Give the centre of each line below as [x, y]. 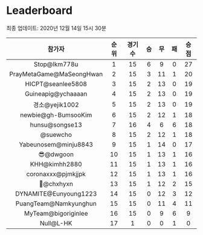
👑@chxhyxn [56, 184]
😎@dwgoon [56, 154]
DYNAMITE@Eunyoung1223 [56, 193]
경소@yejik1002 [56, 105]
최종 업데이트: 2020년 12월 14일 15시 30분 [56, 28]
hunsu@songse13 [56, 125]
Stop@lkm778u [56, 64]
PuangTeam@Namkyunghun [56, 204]
